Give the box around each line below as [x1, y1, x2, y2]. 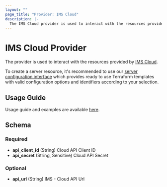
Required [5, 136, 28, 143]
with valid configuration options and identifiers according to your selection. [5, 79, 159, 85]
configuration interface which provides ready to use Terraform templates [5, 74, 155, 80]
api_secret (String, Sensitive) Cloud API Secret [12, 152, 108, 158]
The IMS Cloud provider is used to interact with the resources [9, 21, 146, 26]
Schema [5, 121, 31, 129]
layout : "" [5, 7, 28, 12]
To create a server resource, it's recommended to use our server [5, 68, 138, 74]
